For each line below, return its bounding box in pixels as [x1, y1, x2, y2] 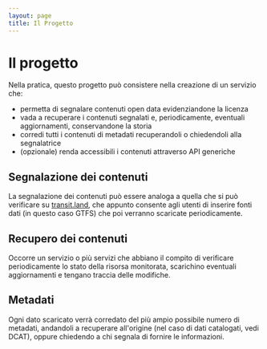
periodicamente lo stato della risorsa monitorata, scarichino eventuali [8, 262, 237, 271]
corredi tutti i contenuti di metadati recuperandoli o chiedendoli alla [19, 130, 242, 140]
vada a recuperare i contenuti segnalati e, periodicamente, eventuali [19, 113, 245, 123]
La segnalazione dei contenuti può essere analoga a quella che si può [8, 192, 239, 201]
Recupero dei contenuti [8, 232, 128, 246]
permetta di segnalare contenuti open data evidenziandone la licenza [19, 104, 249, 114]
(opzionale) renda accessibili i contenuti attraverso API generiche [19, 147, 236, 156]
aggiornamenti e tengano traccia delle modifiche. [8, 270, 171, 280]
